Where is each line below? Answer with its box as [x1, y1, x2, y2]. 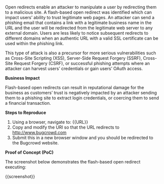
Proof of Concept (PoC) [5, 149, 54, 155]
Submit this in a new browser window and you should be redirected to [12, 135, 153, 140]
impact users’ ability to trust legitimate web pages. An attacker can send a [5, 15, 155, 20]
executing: [5, 164, 26, 170]
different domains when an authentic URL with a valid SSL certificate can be [5, 35, 159, 41]
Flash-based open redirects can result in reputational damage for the [5, 85, 144, 90]
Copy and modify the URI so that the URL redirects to [12, 124, 120, 130]
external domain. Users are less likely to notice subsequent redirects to [5, 30, 148, 36]
